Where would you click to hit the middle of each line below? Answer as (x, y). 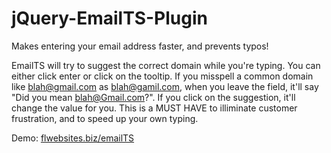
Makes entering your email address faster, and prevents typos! (140, 46)
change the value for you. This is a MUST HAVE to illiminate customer (154, 108)
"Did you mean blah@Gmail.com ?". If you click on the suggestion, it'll (153, 97)
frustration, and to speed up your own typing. (105, 118)
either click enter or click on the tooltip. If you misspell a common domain (162, 76)
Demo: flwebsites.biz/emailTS (73, 138)
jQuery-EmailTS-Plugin (109, 18)
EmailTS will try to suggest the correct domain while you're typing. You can (166, 65)
